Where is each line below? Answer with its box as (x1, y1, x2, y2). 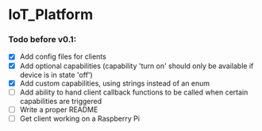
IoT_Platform (8, 6, 94, 24)
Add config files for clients (19, 52, 107, 61)
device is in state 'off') (19, 70, 93, 79)
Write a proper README (19, 105, 98, 114)
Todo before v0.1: (8, 34, 77, 45)
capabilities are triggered (19, 96, 102, 106)
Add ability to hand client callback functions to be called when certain (19, 87, 249, 97)
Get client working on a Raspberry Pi (19, 114, 141, 123)
